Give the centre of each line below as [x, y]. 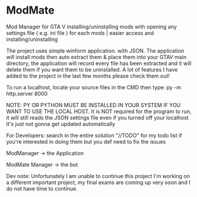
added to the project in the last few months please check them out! [88, 76]
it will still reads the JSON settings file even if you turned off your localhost [97, 117]
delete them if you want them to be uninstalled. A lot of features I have [92, 69]
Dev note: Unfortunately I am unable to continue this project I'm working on [98, 176]
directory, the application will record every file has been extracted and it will [99, 63]
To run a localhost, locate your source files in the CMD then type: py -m [94, 87]
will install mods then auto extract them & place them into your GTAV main [96, 57]
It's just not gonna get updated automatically [61, 124]
